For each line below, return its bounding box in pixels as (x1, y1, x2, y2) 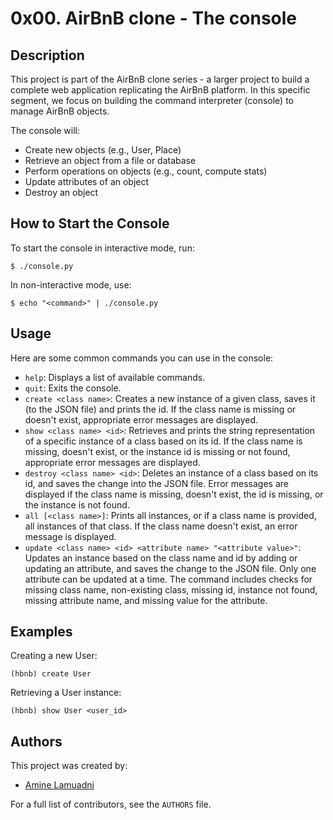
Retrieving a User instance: (10, 687, 122, 699)
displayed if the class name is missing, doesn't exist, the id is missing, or (24, 488, 324, 500)
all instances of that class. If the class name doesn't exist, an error (24, 520, 298, 532)
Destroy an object (24, 187, 99, 198)
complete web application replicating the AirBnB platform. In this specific (10, 84, 311, 96)
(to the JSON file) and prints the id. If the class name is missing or (24, 403, 297, 415)
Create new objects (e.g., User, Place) (24, 144, 182, 156)
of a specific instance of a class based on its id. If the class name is (24, 435, 303, 447)
